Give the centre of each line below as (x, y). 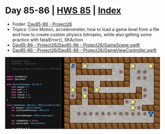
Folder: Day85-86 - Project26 (42, 24)
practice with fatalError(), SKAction (48, 40)
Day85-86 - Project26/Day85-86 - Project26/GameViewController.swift (84, 50)
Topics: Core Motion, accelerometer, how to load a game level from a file (86, 29)
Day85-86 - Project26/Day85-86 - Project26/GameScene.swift (76, 45)
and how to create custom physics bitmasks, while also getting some (82, 34)
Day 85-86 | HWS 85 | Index (63, 11)
